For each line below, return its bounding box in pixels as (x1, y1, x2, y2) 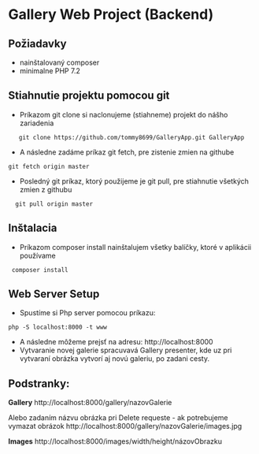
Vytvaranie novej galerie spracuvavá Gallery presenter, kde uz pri (19, 345, 232, 355)
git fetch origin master (8, 162, 90, 170)
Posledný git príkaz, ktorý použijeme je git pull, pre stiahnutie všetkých (19, 176, 250, 186)
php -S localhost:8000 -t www (8, 323, 108, 332)
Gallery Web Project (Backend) (8, 6, 214, 24)
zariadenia (19, 118, 54, 128)
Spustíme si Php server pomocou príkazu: (19, 308, 156, 318)
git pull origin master (15, 199, 93, 208)
